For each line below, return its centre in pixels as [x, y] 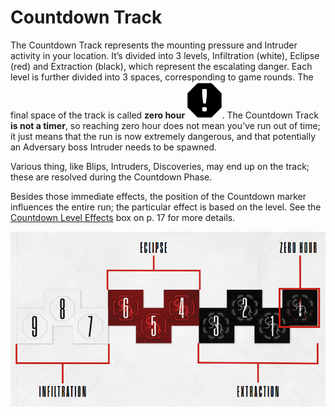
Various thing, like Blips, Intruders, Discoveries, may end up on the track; [160, 166]
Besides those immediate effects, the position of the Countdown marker [158, 196]
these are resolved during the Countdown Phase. [111, 177]
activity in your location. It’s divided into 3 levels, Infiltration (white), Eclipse [165, 55]
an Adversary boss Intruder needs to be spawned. [114, 147]
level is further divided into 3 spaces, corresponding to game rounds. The [162, 77]
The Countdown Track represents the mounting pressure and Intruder [154, 45]
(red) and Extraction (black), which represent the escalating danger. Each [161, 66]
